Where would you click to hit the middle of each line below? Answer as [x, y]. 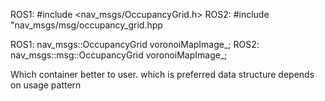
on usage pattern [46, 85]
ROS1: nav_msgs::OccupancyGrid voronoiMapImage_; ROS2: [135, 44]
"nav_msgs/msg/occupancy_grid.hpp [86, 25]
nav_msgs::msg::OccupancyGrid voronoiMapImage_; [119, 55]
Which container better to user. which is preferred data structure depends [162, 74]
